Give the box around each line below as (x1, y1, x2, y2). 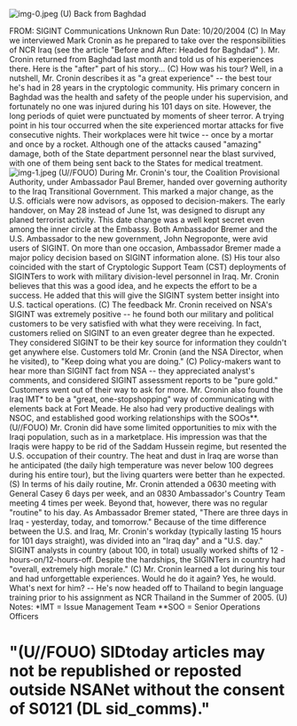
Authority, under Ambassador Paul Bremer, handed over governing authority (9, 177, 288, 187)
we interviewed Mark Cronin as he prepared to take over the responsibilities (9, 36, 286, 45)
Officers (9, 611, 39, 621)
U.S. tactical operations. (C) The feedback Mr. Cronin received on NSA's (9, 299, 273, 310)
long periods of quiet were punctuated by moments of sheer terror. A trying (9, 111, 285, 121)
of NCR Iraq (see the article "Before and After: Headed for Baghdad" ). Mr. (9, 44, 280, 55)
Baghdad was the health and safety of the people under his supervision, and (9, 92, 289, 102)
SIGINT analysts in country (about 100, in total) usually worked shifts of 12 (9, 545, 279, 555)
